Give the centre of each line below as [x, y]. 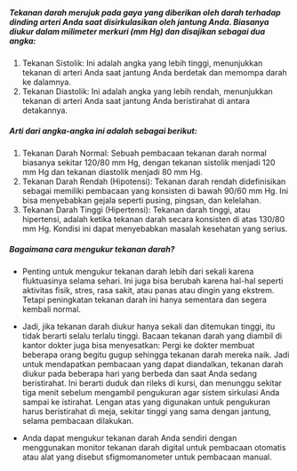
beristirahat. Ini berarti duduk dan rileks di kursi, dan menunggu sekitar [152, 383]
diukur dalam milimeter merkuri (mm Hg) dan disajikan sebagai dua [137, 31]
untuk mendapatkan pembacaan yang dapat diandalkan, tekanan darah [153, 363]
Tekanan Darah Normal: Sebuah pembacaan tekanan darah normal [144, 153]
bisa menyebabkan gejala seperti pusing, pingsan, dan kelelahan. [142, 200]
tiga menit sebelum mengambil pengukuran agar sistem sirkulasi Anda [151, 392]
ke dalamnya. [46, 82]
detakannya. [45, 110]
